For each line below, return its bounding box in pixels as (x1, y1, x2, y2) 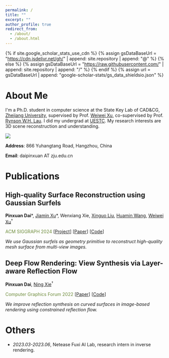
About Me (5, 90, 48, 101)
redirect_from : (5, 27, 38, 32)
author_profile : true (5, 22, 52, 27)
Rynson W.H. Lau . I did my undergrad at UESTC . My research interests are (5, 117, 161, 123)
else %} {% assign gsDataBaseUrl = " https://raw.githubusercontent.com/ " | (5, 61, 164, 67)
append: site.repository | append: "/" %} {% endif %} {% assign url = (5, 66, 151, 72)
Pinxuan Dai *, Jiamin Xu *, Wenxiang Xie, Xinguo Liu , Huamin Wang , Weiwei (5, 212, 164, 218)
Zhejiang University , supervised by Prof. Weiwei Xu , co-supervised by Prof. (5, 112, 163, 118)
